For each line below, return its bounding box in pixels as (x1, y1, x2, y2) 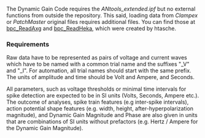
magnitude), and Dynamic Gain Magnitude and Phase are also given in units (6, 112, 198, 119)
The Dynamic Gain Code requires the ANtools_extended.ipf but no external (6, 6, 196, 12)
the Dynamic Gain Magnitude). (6, 125, 83, 132)
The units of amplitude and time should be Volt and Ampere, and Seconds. (6, 74, 195, 81)
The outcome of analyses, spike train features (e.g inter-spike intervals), (6, 98, 189, 106)
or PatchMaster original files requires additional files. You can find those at (6, 18, 195, 25)
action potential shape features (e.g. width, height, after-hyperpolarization (6, 105, 194, 112)
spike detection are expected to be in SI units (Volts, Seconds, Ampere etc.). (6, 92, 199, 99)
